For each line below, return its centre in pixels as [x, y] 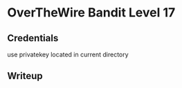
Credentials [33, 38]
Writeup [25, 76]
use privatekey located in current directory [68, 54]
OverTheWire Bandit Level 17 [91, 13]
